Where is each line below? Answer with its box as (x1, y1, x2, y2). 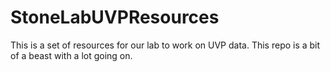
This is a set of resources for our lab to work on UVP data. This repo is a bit (10, 39, 321, 51)
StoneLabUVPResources (10, 6, 220, 29)
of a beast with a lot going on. (10, 49, 133, 61)
